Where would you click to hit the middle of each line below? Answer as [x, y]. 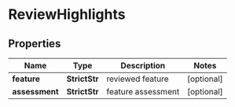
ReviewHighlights [67, 15]
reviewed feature [138, 79]
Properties [35, 44]
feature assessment [143, 92]
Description [143, 66]
